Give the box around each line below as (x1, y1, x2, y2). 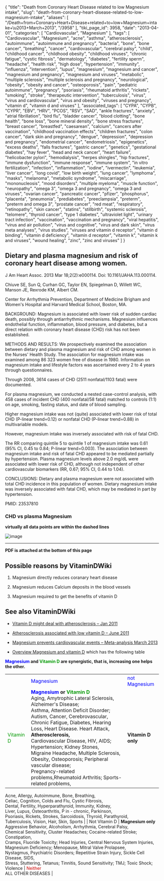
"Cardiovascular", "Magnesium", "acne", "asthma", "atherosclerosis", (5, 35, 143, 41)
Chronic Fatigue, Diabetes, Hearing (31, 719, 111, 726)
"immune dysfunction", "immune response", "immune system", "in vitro (5, 160, 148, 165)
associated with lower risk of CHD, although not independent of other (5, 461, 145, 467)
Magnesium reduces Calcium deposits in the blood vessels (12, 584, 131, 590)
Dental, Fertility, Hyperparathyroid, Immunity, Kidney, (5, 803, 112, 809)
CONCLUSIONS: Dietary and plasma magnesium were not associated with (5, 475, 154, 481)
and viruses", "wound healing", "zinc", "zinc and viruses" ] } (5, 238, 125, 243)
